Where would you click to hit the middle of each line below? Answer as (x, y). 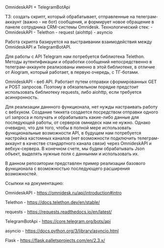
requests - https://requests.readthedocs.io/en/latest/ (58, 212)
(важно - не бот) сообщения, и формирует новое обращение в (88, 22)
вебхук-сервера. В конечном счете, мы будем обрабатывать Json (75, 149)
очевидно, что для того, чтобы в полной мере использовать (68, 128)
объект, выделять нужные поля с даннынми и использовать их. (72, 154)
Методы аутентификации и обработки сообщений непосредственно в (79, 62)
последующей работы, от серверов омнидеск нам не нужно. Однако (78, 123)
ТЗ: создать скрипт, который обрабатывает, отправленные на (70, 16)
